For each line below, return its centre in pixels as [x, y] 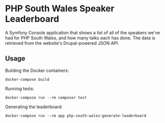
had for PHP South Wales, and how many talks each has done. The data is [80, 38]
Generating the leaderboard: [34, 107]
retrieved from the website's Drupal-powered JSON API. [62, 43]
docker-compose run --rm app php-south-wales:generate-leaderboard [76, 116]
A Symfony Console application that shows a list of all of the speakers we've [82, 32]
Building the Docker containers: [37, 70]
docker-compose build [27, 79]
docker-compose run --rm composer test [46, 97]
